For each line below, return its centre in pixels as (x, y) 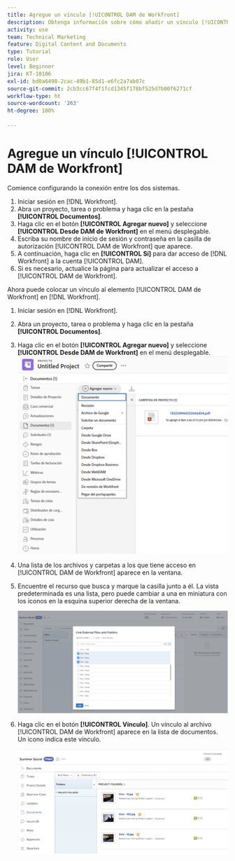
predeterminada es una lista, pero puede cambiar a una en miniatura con (122, 594)
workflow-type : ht (34, 96)
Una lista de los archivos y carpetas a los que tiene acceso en (106, 565)
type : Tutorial (29, 52)
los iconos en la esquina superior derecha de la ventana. (99, 601)
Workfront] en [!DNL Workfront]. (54, 297)
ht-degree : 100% (31, 111)
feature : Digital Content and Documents (67, 44)
